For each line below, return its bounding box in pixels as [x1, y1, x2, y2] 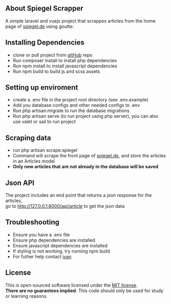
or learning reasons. [5, 293, 48, 299]
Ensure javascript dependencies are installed [12, 242, 108, 248]
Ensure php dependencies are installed [12, 237, 96, 243]
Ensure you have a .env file [12, 231, 70, 238]
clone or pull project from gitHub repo [12, 51, 93, 58]
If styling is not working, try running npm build [12, 248, 110, 254]
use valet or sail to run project [12, 118, 76, 125]
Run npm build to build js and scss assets [12, 68, 100, 74]
